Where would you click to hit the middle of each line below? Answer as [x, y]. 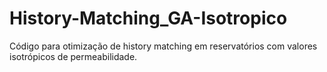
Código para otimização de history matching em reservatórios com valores [163, 46]
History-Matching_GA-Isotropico [148, 18]
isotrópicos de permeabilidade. [73, 56]
